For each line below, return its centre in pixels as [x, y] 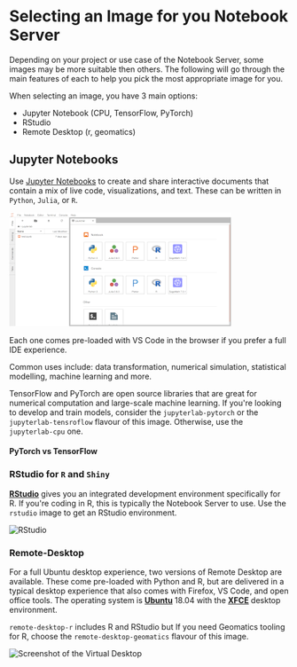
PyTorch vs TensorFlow [54, 451]
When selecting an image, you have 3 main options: [103, 96]
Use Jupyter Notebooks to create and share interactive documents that [139, 181]
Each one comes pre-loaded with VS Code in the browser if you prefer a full [148, 340]
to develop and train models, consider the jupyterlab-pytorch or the [134, 412]
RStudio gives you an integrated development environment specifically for [145, 493]
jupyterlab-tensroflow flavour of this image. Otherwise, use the [126, 421]
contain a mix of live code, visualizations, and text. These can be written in [145, 190]
